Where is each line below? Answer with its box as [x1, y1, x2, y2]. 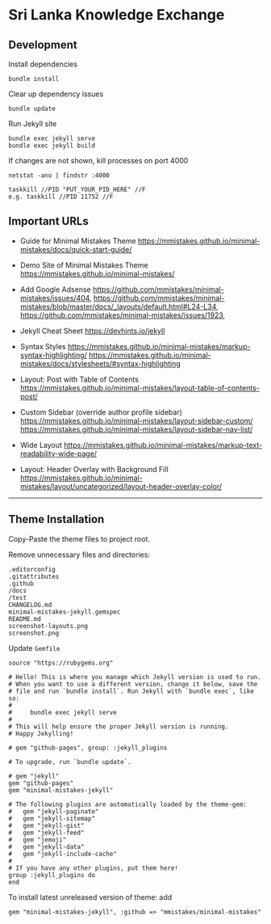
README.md [8, 614, 42, 623]
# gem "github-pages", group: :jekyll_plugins [8, 744, 168, 752]
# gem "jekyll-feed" [8, 829, 85, 837]
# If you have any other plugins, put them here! [8, 863, 179, 872]
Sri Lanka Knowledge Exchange [8, 6, 225, 24]
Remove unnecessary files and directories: [8, 550, 151, 559]
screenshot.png [8, 629, 60, 637]
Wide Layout [19, 440, 63, 449]
